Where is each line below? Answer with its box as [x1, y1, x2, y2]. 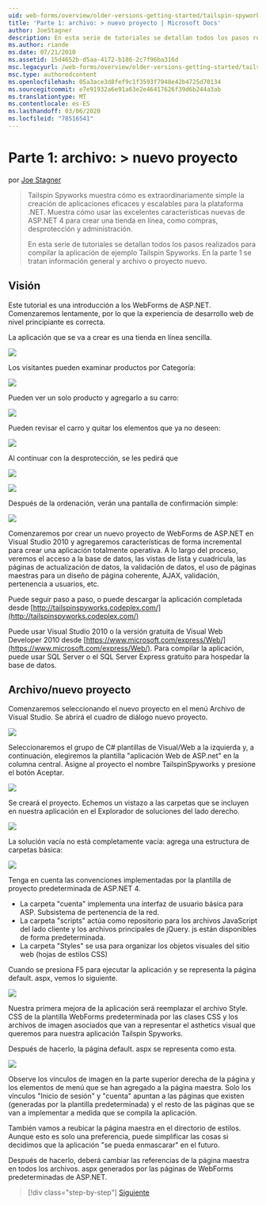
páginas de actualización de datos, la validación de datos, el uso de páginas [8, 562, 256, 571]
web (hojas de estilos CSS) [19, 950, 108, 959]
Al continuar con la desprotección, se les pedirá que [8, 453, 178, 463]
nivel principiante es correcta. [8, 317, 105, 326]
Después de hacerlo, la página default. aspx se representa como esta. [8, 1044, 237, 1054]
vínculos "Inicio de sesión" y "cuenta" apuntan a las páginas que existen [8, 1091, 245, 1101]
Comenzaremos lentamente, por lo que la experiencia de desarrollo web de [8, 308, 254, 318]
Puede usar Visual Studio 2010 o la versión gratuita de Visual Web [8, 627, 223, 636]
